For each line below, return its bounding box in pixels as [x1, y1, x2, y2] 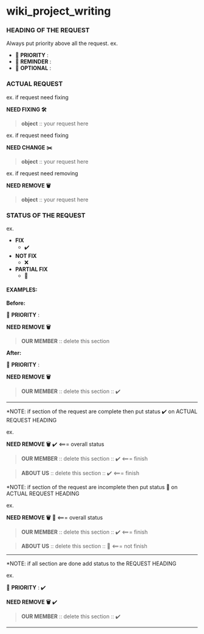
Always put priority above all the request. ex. [6, 40, 118, 47]
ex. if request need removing [6, 169, 78, 177]
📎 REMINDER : [15, 58, 52, 65]
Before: [6, 299, 25, 307]
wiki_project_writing [6, 4, 111, 18]
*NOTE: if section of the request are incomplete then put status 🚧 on [6, 484, 178, 491]
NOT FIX [15, 253, 37, 260]
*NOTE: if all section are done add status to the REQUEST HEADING [6, 560, 177, 567]
